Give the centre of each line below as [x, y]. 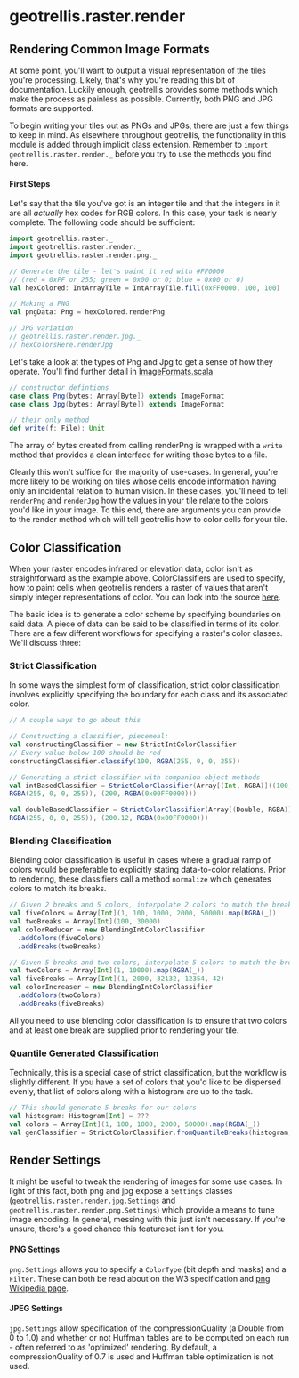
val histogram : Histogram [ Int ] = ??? [79, 1116]
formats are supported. [52, 108]
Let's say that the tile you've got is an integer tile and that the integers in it [145, 204]
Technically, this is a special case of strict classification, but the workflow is [148, 1073]
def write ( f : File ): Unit [57, 429]
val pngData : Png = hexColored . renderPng [87, 312]
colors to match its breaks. [58, 889]
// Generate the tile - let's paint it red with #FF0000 [117, 271]
